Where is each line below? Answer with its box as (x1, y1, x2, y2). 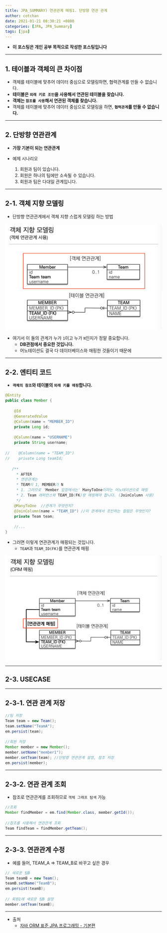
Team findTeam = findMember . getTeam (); (5, 826, 88, 831)
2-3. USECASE (5, 675, 51, 683)
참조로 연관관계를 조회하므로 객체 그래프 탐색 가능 (12, 794, 106, 800)
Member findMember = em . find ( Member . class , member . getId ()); (5, 810, 135, 815)
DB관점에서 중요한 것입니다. (19, 341, 74, 347)
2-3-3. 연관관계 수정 (5, 846, 65, 854)
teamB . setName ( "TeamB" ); (5, 881, 57, 886)
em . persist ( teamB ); (5, 886, 46, 891)
